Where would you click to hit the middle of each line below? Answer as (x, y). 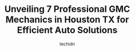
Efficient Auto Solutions (67, 30)
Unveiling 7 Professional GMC (67, 9)
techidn (67, 44)
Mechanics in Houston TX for (67, 20)
